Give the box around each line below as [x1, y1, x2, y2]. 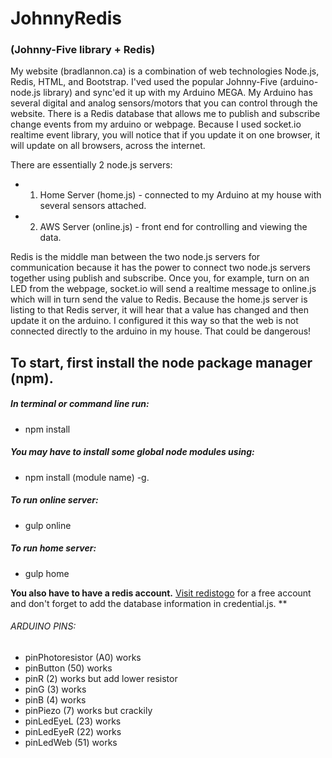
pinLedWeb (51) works [24, 736, 118, 748]
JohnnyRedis [10, 7, 122, 30]
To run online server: [10, 494, 99, 506]
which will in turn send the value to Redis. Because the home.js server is [10, 293, 308, 306]
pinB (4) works [24, 693, 87, 706]
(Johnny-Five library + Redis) [10, 43, 156, 57]
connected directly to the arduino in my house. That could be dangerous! [10, 325, 312, 337]
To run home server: [10, 542, 97, 554]
